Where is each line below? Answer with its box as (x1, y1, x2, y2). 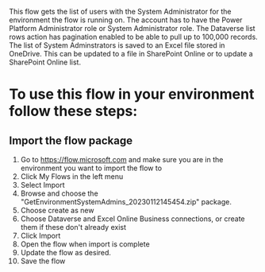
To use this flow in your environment (9, 85, 255, 103)
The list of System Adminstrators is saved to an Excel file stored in (9, 41, 225, 50)
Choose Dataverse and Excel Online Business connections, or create (20, 214, 245, 223)
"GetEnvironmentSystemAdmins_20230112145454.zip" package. (20, 197, 232, 206)
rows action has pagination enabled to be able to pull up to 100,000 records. (9, 32, 259, 41)
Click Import (20, 231, 61, 240)
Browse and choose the (20, 188, 98, 198)
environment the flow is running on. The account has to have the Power (9, 15, 243, 25)
